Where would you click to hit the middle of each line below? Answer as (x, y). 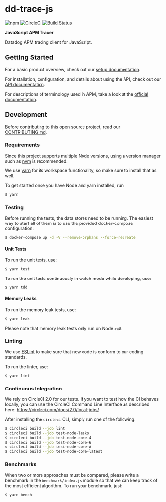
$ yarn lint (17, 376)
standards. (16, 357)
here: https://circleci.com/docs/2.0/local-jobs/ (52, 410)
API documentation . (25, 84)
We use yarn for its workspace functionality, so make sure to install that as (81, 170)
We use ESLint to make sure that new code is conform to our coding (74, 352)
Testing (14, 207)
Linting (14, 341)
